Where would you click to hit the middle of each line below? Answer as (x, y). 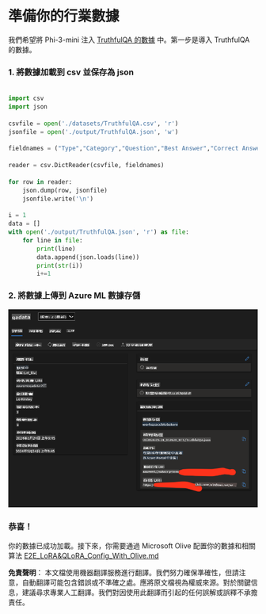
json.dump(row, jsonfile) (65, 190)
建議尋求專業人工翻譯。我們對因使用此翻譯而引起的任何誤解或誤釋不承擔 (140, 592)
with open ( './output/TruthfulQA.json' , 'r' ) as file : (99, 232)
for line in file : (53, 240)
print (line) (57, 249)
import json (28, 107)
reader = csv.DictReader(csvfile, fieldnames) (86, 166)
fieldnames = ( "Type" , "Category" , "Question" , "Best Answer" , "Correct (123, 149)
